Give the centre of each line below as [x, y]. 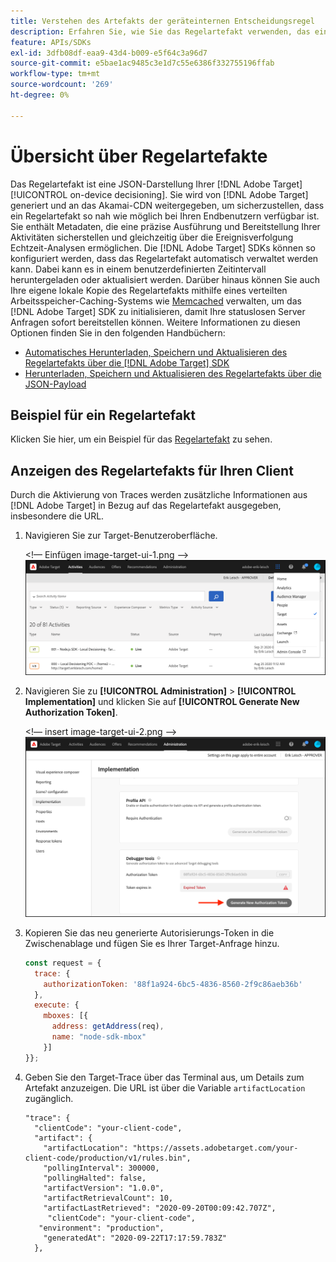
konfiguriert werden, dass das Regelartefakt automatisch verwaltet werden [164, 258]
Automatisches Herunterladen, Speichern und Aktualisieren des [156, 352]
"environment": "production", [101, 1228]
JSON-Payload [55, 384]
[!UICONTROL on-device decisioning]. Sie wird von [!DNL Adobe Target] [159, 194]
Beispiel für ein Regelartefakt [103, 415]
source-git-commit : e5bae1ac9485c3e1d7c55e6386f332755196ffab [142, 63]
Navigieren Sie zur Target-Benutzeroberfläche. [121, 536]
